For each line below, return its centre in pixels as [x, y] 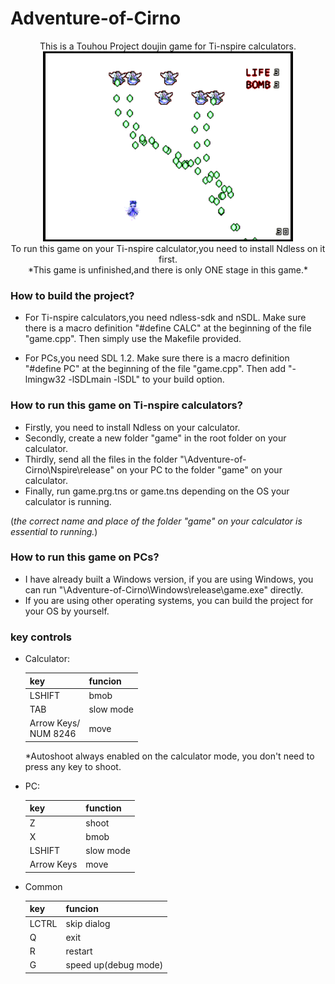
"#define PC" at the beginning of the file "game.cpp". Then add [155, 369]
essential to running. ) [54, 531]
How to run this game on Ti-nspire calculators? [126, 405]
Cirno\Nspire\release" [69, 469]
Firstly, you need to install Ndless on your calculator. [132, 427]
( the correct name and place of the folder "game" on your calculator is [156, 521]
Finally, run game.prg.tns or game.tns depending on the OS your [157, 491]
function [103, 808]
